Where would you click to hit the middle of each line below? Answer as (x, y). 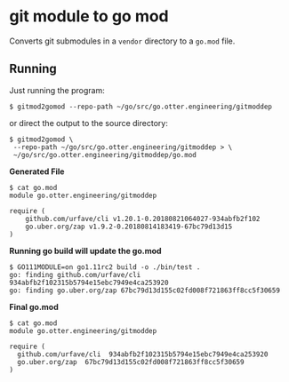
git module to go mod (89, 16)
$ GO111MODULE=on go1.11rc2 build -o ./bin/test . (105, 267)
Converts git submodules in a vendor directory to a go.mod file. (122, 41)
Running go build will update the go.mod (85, 251)
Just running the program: (57, 90)
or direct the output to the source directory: (89, 123)
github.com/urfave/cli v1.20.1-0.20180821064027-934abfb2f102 (143, 219)
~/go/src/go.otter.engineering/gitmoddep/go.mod (105, 155)
